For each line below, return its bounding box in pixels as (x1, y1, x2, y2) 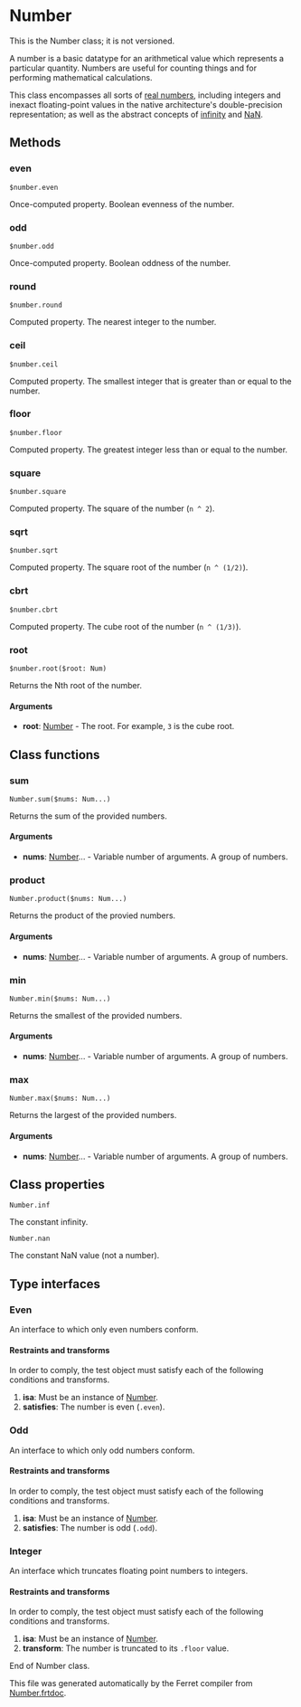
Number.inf (9, 1200, 51, 1210)
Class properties (9, 1177, 106, 1192)
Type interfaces (9, 1276, 101, 1292)
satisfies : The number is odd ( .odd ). (22, 1522, 158, 1533)
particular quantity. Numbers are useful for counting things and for (9, 62, 258, 73)
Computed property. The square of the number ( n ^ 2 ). (9, 503, 215, 514)
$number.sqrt (9, 546, 59, 555)
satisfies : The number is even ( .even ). (22, 1401, 165, 1412)
